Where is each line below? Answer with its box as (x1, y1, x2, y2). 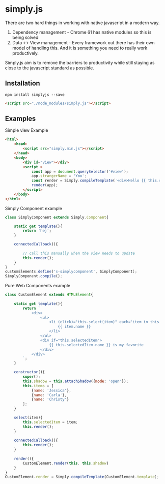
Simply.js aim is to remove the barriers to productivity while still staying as (5, 60, 155, 65)
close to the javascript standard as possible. (5, 65, 94, 71)
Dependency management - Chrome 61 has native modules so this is (12, 29, 152, 35)
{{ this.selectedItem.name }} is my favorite (49, 342, 144, 347)
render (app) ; (31, 183, 58, 188)
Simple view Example (5, 127, 48, 133)
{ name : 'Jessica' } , (31, 388, 71, 393)
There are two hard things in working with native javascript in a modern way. (5, 20, 160, 26)
